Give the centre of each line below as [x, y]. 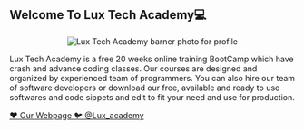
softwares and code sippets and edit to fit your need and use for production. [152, 97]
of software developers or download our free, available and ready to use [145, 88]
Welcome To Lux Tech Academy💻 [108, 15]
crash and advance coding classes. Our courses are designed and [133, 68]
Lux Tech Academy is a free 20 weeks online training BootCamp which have [152, 59]
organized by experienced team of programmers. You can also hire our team [152, 78]
